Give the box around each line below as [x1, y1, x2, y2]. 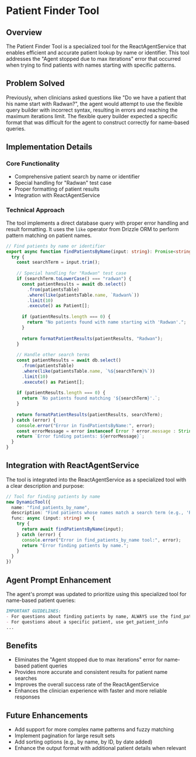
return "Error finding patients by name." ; [21, 542, 129, 548]
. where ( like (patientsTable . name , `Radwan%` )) [27, 292, 140, 298]
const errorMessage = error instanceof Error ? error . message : [16, 428, 176, 434]
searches [14, 675, 37, 682]
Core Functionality [6, 160, 60, 168]
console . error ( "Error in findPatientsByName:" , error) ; [16, 422, 156, 428]
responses [14, 693, 40, 700]
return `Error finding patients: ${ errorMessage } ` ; [16, 433, 145, 439]
